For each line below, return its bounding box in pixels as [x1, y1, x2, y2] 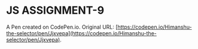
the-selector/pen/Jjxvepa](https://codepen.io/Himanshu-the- [6, 29, 157, 36]
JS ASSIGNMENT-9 [6, 4, 105, 17]
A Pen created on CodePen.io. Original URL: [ [6, 23, 118, 30]
